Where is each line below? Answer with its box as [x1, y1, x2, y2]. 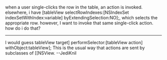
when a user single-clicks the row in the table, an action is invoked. [5, 4, 143, 10]
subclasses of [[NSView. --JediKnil [5, 50, 77, 56]
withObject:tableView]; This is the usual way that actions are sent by [5, 45, 145, 51]
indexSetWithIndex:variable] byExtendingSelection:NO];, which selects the [5, 15, 158, 20]
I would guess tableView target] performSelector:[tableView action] [5, 40, 143, 45]
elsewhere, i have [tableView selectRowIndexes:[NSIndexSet [5, 9, 129, 15]
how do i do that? [5, 25, 41, 31]
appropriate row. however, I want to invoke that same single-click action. [5, 20, 154, 26]
